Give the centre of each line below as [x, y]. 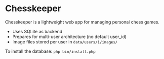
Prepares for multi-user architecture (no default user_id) [69, 37]
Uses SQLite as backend [37, 31]
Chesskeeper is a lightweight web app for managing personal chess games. [82, 22]
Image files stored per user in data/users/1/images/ [65, 41]
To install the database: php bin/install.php [50, 51]
